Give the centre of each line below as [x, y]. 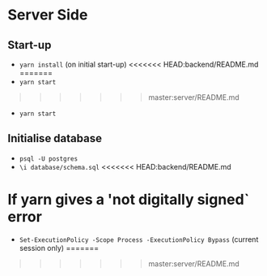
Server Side [48, 15]
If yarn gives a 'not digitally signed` [129, 200]
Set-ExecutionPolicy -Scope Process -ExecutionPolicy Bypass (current [139, 239]
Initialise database [55, 138]
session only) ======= [59, 248]
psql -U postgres [49, 159]
